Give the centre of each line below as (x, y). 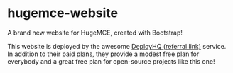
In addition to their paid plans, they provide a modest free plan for (103, 54)
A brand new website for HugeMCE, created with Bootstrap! (95, 33)
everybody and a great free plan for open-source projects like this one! (111, 61)
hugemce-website (63, 13)
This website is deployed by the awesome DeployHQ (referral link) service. (117, 46)
